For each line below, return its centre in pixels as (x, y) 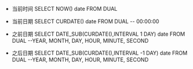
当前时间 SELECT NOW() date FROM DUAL (65, 9)
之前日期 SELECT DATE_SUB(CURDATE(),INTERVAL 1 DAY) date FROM (98, 34)
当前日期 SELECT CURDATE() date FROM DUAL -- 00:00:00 (85, 21)
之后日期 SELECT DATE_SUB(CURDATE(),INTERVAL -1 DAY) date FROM (99, 53)
